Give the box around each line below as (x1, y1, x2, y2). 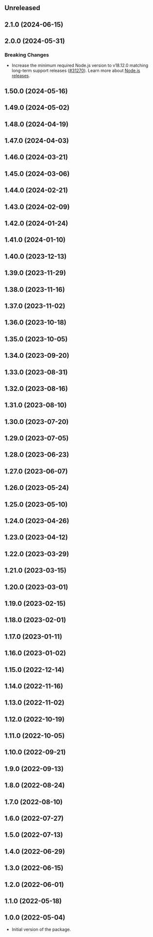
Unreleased (4, 4, 41, 12)
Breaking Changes (4, 52, 50, 58)
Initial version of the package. (11, 926, 71, 932)
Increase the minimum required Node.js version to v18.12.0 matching (11, 63, 149, 69)
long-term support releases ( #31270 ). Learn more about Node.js (11, 68, 140, 73)
